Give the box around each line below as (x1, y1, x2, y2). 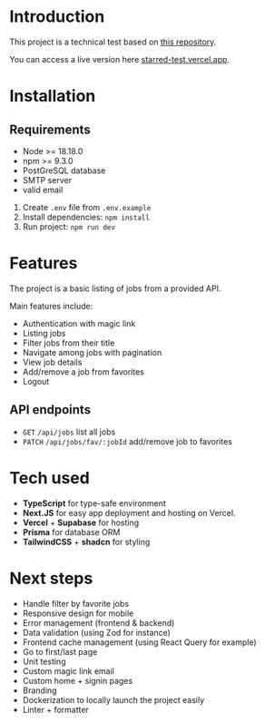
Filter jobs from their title (22, 337, 115, 348)
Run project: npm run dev (22, 220, 116, 232)
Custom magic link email (22, 665, 115, 677)
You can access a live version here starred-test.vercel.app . (9, 54, 230, 64)
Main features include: (9, 300, 93, 311)
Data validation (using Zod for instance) (22, 627, 171, 638)
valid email (22, 184, 64, 195)
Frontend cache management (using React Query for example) (22, 637, 257, 648)
